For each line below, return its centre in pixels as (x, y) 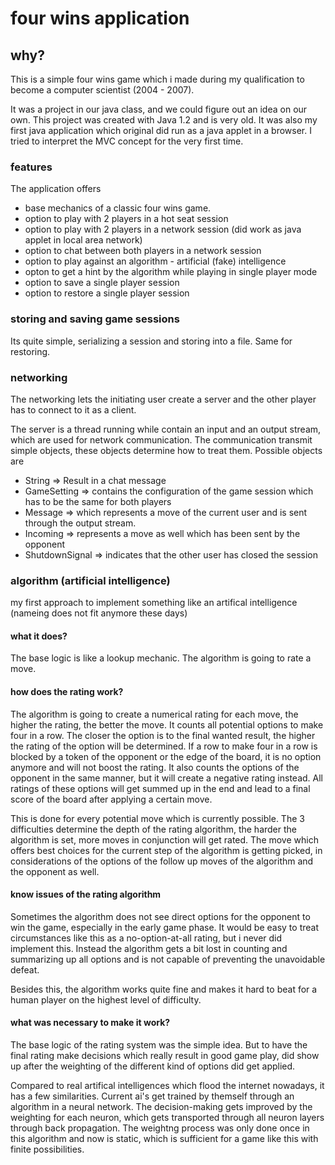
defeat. (25, 969)
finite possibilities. (47, 1149)
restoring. (30, 351)
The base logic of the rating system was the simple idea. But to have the (159, 1045)
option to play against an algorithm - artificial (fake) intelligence (155, 261)
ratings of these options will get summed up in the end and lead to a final (160, 788)
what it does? (39, 636)
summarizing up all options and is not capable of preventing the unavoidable (168, 959)
